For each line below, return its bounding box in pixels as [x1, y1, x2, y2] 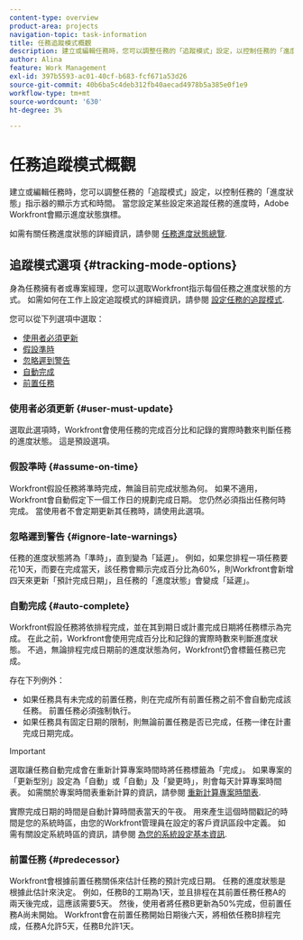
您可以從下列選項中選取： [9, 313, 105, 324]
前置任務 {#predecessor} [9, 853, 121, 866]
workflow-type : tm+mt [9, 88, 91, 97]
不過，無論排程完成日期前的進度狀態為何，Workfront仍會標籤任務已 [26, 644, 279, 655]
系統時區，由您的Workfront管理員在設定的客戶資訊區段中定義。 [40, 817, 277, 828]
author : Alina [9, 55, 63, 64]
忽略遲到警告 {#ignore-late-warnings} [9, 530, 179, 542]
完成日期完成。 [22, 728, 78, 739]
